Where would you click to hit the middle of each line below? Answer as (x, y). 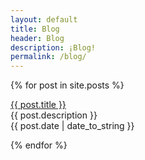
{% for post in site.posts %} (67, 85)
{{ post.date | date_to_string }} (72, 126)
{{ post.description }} (54, 115)
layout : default (44, 19)
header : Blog (37, 38)
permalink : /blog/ (48, 57)
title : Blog (35, 29)
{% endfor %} (39, 145)
